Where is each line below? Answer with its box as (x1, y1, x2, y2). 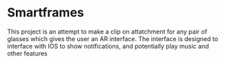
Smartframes (7, 5, 84, 21)
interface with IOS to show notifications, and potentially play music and (7, 42, 209, 50)
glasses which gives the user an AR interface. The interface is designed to (7, 34, 219, 42)
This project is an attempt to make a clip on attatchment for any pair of (7, 27, 208, 36)
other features (7, 49, 48, 58)
